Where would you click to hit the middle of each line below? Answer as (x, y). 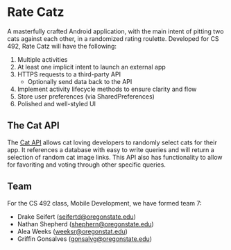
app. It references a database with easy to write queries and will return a (111, 149)
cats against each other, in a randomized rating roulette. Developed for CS (113, 38)
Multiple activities (42, 59)
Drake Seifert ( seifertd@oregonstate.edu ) (77, 217)
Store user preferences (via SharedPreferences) (86, 96)
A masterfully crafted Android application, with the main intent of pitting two (115, 31)
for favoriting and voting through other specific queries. (87, 165)
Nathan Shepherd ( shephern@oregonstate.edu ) (85, 224)
